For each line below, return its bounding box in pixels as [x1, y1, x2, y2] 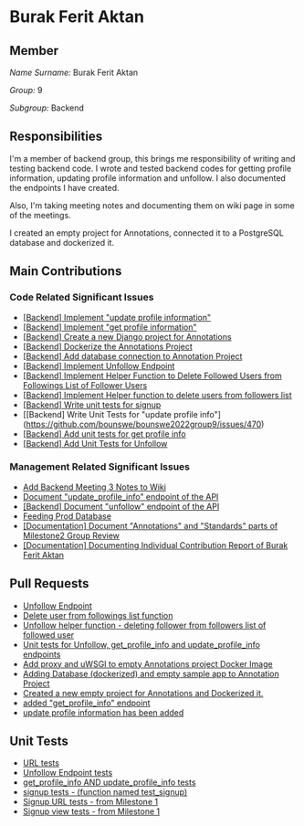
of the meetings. [9, 209, 71, 220]
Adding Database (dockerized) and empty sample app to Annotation [22, 668, 280, 679]
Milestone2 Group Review [22, 530, 121, 541]
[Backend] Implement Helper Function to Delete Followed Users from [22, 370, 283, 381]
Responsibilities [9, 129, 103, 144]
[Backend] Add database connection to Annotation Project [22, 350, 243, 362]
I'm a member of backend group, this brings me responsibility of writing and [9, 153, 296, 164]
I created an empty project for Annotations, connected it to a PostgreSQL [9, 227, 285, 238]
